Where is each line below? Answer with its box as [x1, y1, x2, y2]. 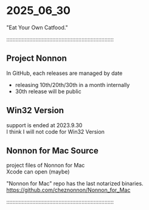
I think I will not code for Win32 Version [6, 128, 105, 135]
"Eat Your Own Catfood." [6, 24, 68, 31]
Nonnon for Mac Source [6, 145, 99, 156]
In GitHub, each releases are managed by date [6, 69, 123, 77]
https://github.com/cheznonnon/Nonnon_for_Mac [6, 186, 131, 194]
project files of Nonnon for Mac [6, 162, 85, 169]
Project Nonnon [6, 53, 67, 64]
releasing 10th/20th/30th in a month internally [15, 81, 130, 88]
